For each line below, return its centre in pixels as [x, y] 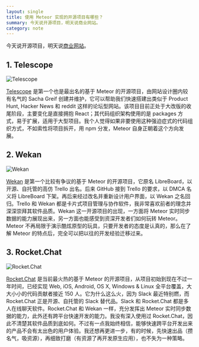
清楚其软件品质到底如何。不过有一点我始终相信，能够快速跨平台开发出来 [105, 323]
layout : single [25, 12]
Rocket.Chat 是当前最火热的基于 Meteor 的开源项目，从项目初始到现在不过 [97, 279]
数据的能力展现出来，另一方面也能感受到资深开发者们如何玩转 [81, 218]
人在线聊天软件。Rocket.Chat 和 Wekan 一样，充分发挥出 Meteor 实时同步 [96, 308]
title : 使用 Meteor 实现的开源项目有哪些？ [55, 17]
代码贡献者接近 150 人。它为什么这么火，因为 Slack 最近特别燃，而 [108, 294]
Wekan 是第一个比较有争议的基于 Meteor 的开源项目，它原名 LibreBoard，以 [99, 181]
